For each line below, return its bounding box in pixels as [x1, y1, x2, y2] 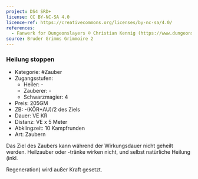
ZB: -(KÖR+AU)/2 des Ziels [14, 106, 81, 113]
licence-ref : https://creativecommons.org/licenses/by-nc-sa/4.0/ [6, 19, 173, 25]
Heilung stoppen [6, 55, 55, 63]
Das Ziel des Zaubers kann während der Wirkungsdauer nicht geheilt [6, 142, 174, 150]
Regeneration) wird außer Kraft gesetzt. [6, 166, 103, 173]
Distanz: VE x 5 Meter [14, 119, 68, 126]
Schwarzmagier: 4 [23, 93, 68, 100]
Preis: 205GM [14, 100, 48, 107]
